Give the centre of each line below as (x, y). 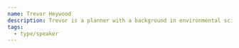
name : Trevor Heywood (39, 14)
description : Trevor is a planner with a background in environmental (114, 20)
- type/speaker (36, 34)
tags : (15, 27)
